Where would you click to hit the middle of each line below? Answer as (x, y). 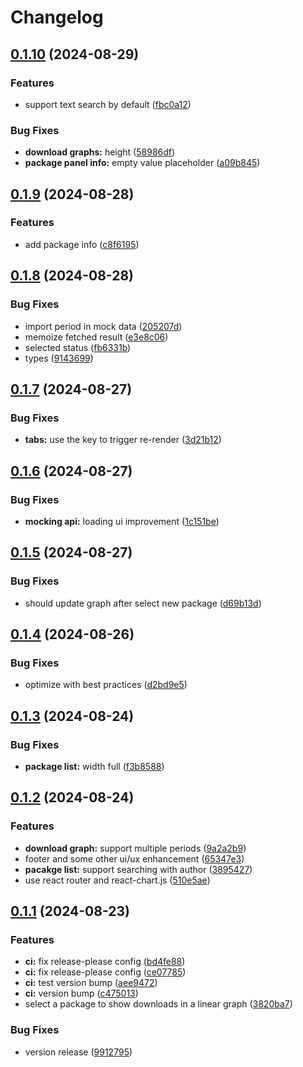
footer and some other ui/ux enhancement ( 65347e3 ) (134, 858)
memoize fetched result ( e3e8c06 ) (96, 337)
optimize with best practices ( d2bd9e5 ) (106, 685)
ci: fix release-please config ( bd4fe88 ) (105, 962)
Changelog (57, 17)
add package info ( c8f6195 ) (82, 244)
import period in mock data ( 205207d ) (103, 326)
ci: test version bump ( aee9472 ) (91, 983)
